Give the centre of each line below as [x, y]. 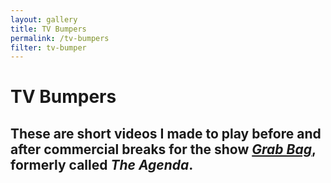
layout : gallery [44, 19]
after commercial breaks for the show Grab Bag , [163, 149]
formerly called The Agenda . [102, 164]
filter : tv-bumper [48, 47]
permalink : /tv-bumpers [60, 38]
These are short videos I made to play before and [166, 133]
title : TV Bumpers [48, 29]
